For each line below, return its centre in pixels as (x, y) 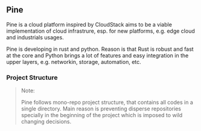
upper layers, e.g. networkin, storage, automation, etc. (74, 62)
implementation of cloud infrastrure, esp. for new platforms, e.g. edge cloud (101, 31)
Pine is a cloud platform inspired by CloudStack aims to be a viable (89, 24)
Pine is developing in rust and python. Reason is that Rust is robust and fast (100, 49)
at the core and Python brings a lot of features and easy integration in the (97, 55)
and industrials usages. (35, 37)
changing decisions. (46, 122)
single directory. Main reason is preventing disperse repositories (101, 109)
